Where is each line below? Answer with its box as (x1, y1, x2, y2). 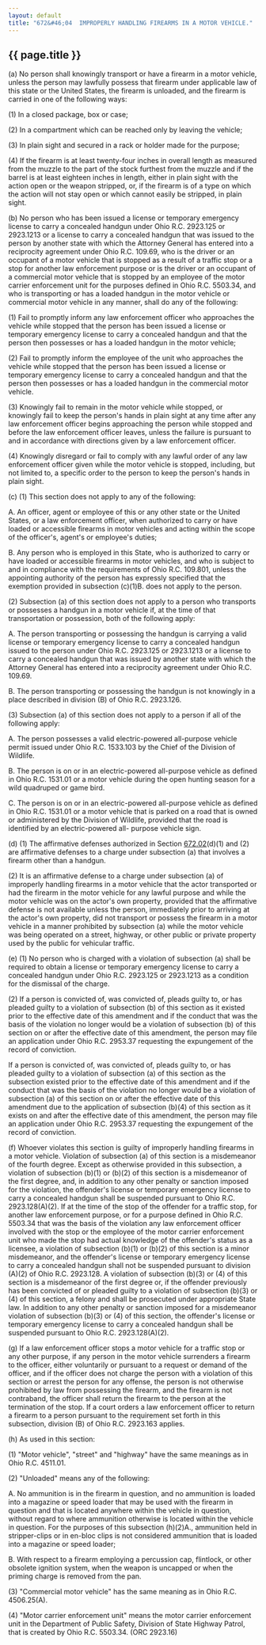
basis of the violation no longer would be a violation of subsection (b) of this (8, 1019, 256, 1030)
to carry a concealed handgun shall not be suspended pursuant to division (8, 1261, 251, 1270)
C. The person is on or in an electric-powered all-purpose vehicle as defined (8, 798, 258, 808)
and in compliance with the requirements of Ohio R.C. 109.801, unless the (8, 565, 247, 574)
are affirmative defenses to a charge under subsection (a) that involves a (8, 847, 245, 857)
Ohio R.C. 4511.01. (8, 1458, 66, 1468)
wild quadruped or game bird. (8, 783, 105, 793)
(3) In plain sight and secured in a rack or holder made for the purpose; (8, 140, 240, 150)
